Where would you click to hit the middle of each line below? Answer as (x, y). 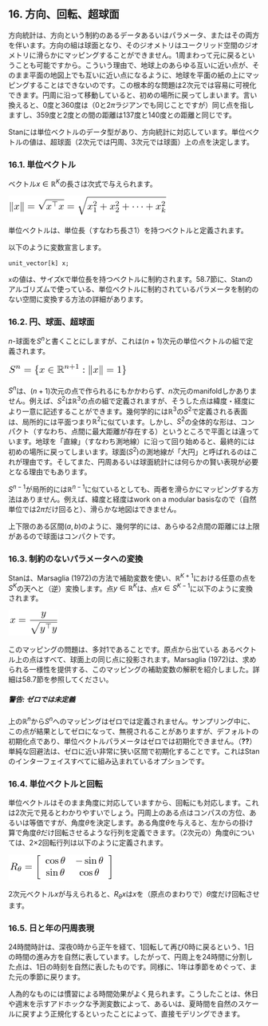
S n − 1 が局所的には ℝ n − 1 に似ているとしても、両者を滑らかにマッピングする (130, 488)
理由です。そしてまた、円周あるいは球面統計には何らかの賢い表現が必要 (140, 462)
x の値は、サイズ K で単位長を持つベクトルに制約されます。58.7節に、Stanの (131, 279)
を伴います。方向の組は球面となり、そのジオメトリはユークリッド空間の (126, 45)
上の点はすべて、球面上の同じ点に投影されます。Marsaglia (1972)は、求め (136, 660)
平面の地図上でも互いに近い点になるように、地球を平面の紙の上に (137, 75)
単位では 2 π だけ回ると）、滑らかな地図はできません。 (95, 509)
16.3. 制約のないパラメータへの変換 (76, 559)
